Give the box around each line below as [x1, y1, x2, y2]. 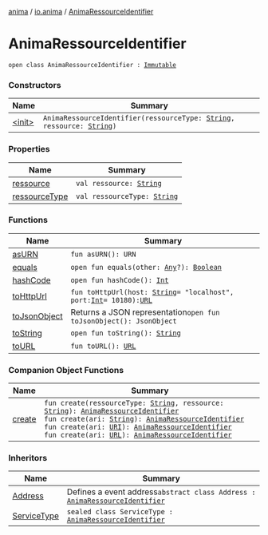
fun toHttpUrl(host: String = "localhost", [70, 287, 235, 296]
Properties [8, 144, 50, 155]
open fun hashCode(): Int [70, 275, 169, 284]
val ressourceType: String [75, 192, 179, 200]
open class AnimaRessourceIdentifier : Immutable [8, 61, 177, 69]
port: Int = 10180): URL [70, 295, 153, 304]
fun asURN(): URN [70, 249, 136, 259]
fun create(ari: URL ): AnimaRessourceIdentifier [43, 430, 233, 440]
